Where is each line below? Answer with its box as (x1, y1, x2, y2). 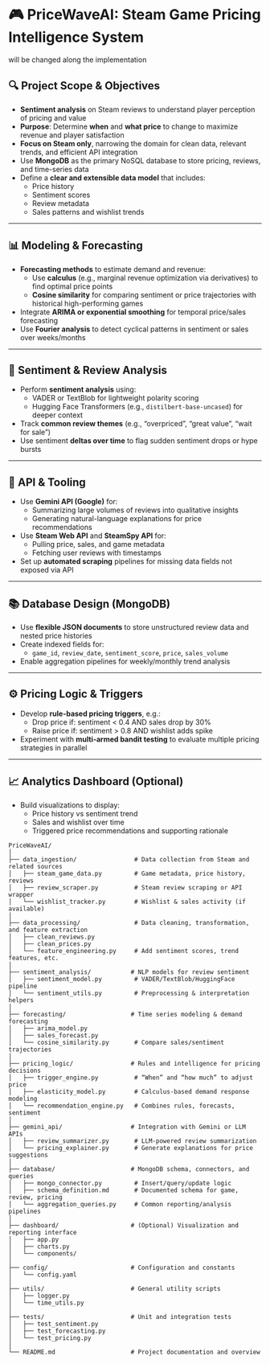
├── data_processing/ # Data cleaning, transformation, (8, 918, 250, 926)
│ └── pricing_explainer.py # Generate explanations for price (8, 1144, 253, 1152)
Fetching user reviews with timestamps (31, 548, 162, 558)
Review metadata (31, 198, 90, 208)
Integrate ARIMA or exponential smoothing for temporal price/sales (19, 306, 247, 317)
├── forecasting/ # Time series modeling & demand (8, 1010, 243, 1018)
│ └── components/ (8, 1249, 78, 1258)
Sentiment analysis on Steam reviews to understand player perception (19, 105, 256, 114)
